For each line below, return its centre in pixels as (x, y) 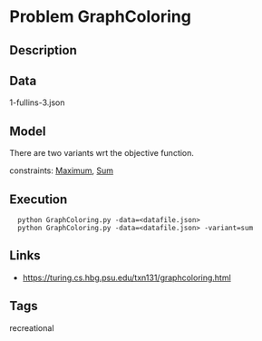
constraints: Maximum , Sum (62, 170)
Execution (39, 199)
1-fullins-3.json (37, 102)
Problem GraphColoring (101, 17)
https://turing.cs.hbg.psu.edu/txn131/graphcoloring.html (126, 278)
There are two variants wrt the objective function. (102, 153)
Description (43, 50)
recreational (32, 327)
